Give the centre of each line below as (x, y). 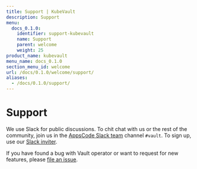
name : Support (34, 39)
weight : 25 (30, 50)
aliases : (17, 78)
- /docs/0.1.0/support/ (41, 84)
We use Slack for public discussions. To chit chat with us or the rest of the (97, 129)
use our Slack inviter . (32, 141)
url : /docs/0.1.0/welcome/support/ (50, 72)
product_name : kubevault (37, 56)
